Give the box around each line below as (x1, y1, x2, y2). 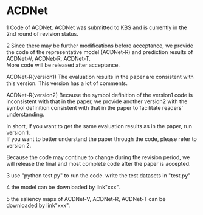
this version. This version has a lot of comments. (6, 80, 128, 87)
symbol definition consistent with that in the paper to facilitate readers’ (6, 104, 184, 111)
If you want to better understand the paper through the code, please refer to (6, 135, 198, 143)
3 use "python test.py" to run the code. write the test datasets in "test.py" (6, 171, 191, 179)
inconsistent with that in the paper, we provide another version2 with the (6, 98, 188, 105)
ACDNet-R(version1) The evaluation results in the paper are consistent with (6, 73, 194, 80)
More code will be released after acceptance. (6, 61, 120, 69)
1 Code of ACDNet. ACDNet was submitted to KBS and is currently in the (6, 24, 187, 31)
